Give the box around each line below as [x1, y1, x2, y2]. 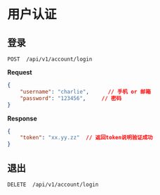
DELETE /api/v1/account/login [7, 181, 99, 188]
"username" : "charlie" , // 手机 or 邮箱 [20, 88, 151, 95]
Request [7, 68, 33, 76]
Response [7, 114, 37, 122]
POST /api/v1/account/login [7, 56, 93, 63]
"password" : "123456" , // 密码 [20, 94, 122, 102]
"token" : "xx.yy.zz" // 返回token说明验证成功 [20, 134, 153, 141]
